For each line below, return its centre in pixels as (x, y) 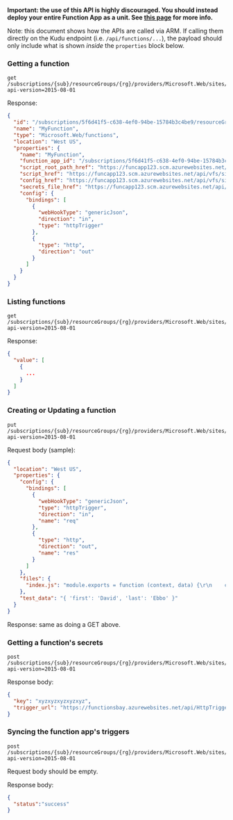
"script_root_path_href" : (57, 167)
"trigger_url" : (35, 707)
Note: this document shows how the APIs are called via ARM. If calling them (115, 31)
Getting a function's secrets (55, 642)
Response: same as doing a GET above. (64, 624)
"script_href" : (42, 174)
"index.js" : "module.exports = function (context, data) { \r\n (119, 585)
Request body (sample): (42, 450)
